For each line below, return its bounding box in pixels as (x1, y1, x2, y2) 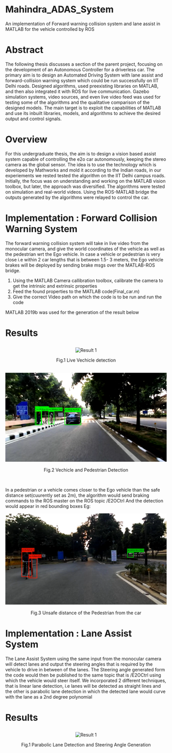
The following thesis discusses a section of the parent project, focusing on (5, 61, 163, 67)
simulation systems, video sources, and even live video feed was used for (5, 93, 161, 100)
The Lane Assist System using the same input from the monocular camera (5, 655, 162, 662)
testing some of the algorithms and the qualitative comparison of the (5, 99, 150, 105)
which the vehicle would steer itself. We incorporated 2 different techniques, (5, 677, 166, 684)
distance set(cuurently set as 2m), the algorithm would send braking (5, 492, 149, 499)
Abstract (5, 44, 44, 56)
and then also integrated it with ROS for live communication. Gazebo (5, 88, 149, 95)
